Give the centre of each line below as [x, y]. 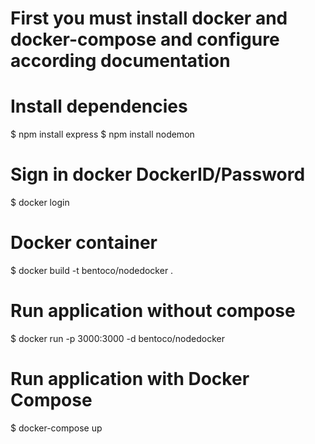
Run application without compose [153, 311]
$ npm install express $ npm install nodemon [102, 134]
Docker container [84, 243]
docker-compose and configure [145, 39]
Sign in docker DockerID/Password [158, 174]
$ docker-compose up [56, 428]
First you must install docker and [149, 18]
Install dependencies [99, 106]
